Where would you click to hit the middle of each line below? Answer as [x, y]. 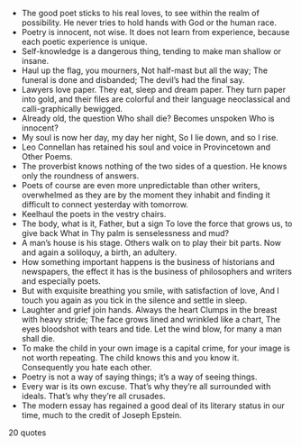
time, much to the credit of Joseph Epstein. [101, 415]
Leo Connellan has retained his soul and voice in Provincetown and [146, 147]
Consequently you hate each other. [87, 367]
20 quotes [27, 433]
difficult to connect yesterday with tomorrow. [105, 205]
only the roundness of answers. [80, 176]
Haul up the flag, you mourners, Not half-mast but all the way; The [144, 70]
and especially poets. [61, 281]
